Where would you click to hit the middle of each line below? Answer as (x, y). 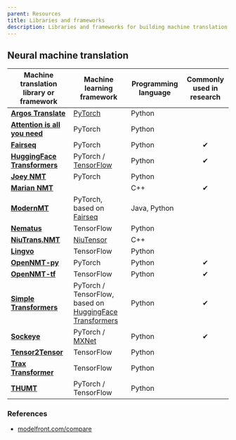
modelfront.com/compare (55, 429)
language (155, 93)
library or (39, 93)
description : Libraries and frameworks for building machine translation (118, 27)
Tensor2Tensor (37, 352)
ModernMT (30, 208)
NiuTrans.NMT (36, 240)
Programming (155, 84)
